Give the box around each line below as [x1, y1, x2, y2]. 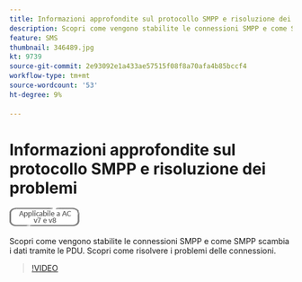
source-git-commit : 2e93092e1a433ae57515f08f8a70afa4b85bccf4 [9, 62, 247, 71]
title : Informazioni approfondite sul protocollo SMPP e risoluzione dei [9, 14, 292, 23]
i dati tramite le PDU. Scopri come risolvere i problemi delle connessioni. [9, 245, 277, 256]
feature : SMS [9, 33, 58, 42]
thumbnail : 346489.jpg [9, 43, 94, 52]
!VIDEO [31, 263, 58, 274]
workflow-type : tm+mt [9, 72, 91, 81]
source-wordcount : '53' [9, 81, 99, 90]
